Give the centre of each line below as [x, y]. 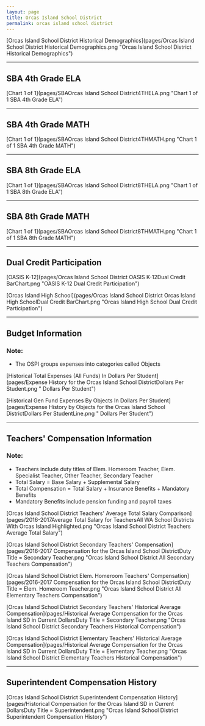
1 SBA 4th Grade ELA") [34, 100]
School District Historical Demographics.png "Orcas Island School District [99, 47]
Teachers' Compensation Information [79, 439]
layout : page [23, 12]
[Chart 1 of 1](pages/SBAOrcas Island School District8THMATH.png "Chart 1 [102, 231]
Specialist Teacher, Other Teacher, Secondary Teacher [84, 475]
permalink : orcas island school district [60, 23]
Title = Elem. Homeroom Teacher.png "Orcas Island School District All [94, 588]
